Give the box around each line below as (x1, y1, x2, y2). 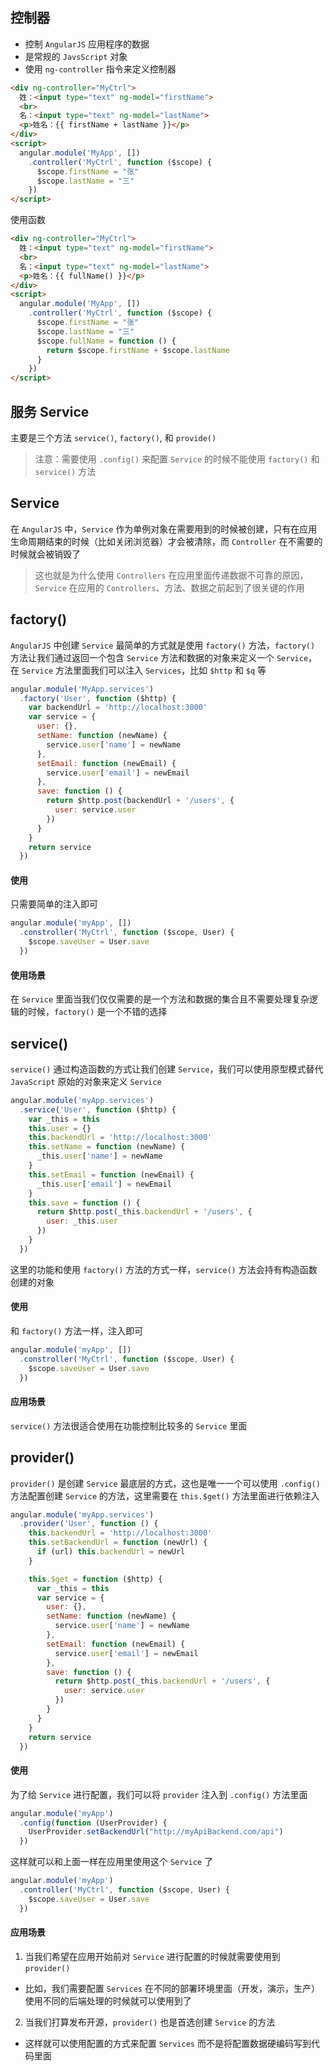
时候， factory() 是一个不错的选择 (27, 1006, 168, 1018)
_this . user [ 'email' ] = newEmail (36, 1179, 172, 1189)
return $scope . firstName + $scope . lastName (46, 345, 230, 355)
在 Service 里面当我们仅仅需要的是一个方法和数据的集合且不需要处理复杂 (10, 993, 310, 1005)
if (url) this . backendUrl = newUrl (36, 1547, 186, 1557)
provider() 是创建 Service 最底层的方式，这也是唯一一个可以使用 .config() (10, 1477, 321, 1489)
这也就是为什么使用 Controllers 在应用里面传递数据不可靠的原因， (34, 569, 309, 581)
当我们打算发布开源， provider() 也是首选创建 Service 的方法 (24, 2016, 276, 2028)
